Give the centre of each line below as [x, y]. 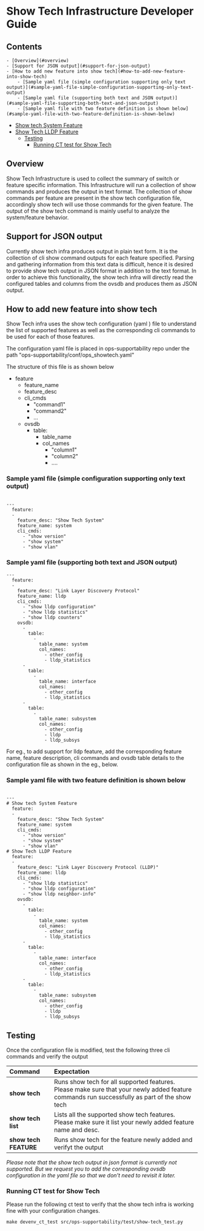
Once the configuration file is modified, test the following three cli [88, 1050]
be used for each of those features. [51, 337]
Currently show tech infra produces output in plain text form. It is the [92, 251]
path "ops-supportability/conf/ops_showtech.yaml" [70, 355]
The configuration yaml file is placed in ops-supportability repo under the [98, 349]
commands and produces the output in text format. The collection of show [99, 191]
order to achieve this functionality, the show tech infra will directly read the [100, 277]
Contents [24, 47]
